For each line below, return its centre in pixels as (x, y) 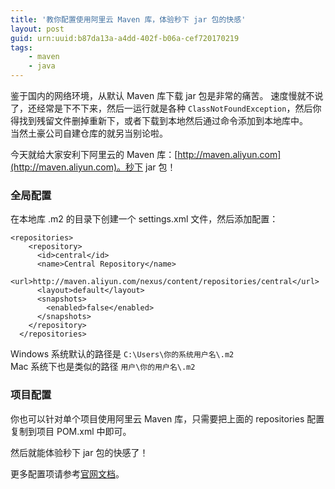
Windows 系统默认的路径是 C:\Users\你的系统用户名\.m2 (122, 354)
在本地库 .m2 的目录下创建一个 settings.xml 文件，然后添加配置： (144, 219)
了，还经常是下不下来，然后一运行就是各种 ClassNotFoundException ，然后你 (166, 108)
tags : (21, 47)
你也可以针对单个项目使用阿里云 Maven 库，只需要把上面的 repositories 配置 (167, 418)
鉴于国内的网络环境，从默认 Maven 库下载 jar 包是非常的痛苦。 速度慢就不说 (167, 95)
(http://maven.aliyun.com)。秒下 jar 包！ (93, 167)
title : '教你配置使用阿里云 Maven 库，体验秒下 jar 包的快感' (128, 19)
